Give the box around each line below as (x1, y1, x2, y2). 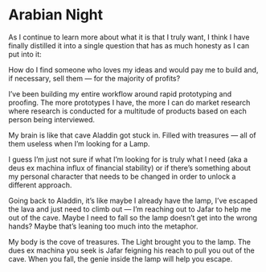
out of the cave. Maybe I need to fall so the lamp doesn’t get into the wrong (8, 212, 258, 222)
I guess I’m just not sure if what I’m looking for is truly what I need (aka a (8, 155, 248, 164)
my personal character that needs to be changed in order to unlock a (8, 171, 236, 181)
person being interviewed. (8, 114, 95, 124)
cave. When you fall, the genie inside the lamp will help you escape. (8, 253, 233, 263)
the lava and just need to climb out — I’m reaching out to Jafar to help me (8, 204, 252, 214)
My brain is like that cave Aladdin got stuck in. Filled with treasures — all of (8, 130, 256, 140)
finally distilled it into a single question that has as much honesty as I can (8, 40, 250, 50)
